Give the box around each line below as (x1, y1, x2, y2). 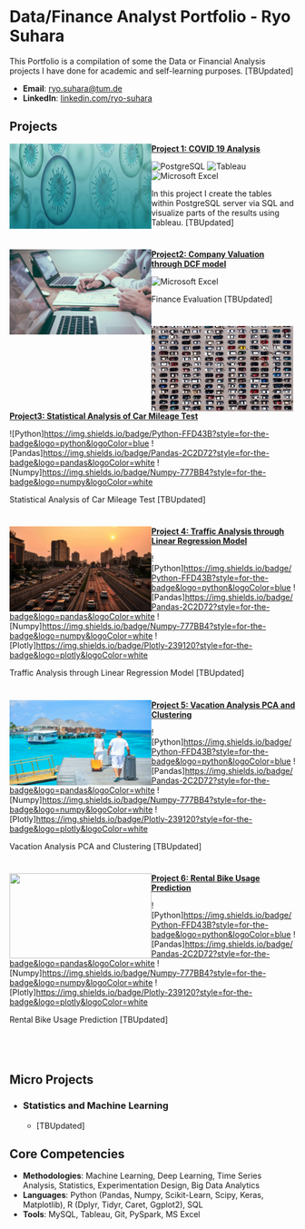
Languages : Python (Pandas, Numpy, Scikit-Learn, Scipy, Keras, (22, 1190, 264, 1201)
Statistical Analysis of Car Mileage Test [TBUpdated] (9, 494, 206, 505)
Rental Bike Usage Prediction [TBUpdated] (9, 1014, 169, 1025)
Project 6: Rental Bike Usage (151, 872, 261, 883)
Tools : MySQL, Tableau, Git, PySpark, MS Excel (22, 1209, 201, 1220)
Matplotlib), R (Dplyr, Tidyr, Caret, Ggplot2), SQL (22, 1199, 203, 1210)
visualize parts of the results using (151, 207, 280, 218)
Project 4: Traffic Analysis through (151, 526, 285, 537)
